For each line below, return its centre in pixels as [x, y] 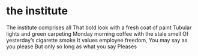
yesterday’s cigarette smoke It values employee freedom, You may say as [97, 40]
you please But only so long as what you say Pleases [71, 46]
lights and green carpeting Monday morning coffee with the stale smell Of [97, 33]
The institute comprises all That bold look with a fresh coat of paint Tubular [99, 27]
